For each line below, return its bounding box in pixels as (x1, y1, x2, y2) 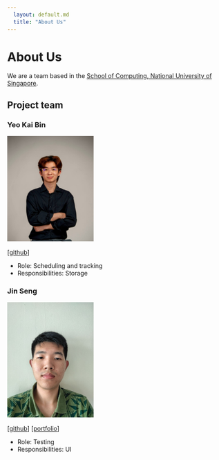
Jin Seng (7, 286, 38, 296)
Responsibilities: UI (17, 445, 72, 453)
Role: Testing (17, 437, 55, 445)
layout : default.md (13, 11, 70, 18)
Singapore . (7, 79, 39, 88)
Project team (7, 99, 64, 111)
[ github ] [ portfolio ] (7, 424, 60, 432)
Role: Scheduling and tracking (17, 261, 103, 269)
